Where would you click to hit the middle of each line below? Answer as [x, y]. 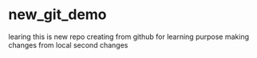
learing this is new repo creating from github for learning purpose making [129, 37]
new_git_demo [57, 15]
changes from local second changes [68, 44]
